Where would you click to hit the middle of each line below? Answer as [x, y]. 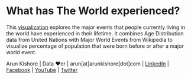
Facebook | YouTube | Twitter [42, 70]
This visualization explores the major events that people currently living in [96, 27]
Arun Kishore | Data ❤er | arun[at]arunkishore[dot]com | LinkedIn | [88, 64]
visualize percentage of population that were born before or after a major [95, 46]
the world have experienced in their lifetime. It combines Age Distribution [95, 33]
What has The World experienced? [93, 11]
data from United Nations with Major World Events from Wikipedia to [89, 39]
